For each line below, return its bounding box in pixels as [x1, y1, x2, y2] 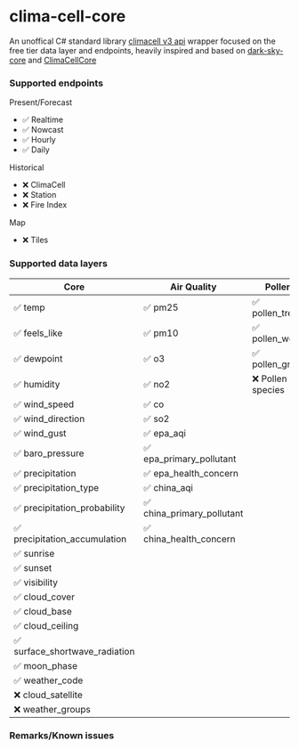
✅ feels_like [13, 327, 63, 339]
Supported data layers [9, 257, 109, 270]
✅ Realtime [21, 114, 64, 126]
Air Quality [170, 281, 217, 293]
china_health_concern [143, 533, 236, 545]
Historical [9, 162, 44, 173]
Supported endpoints [9, 77, 104, 89]
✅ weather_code [13, 674, 84, 687]
